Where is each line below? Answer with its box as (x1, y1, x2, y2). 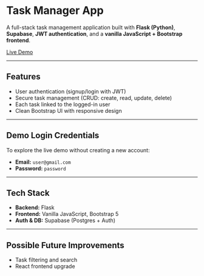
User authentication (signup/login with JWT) (15, 87, 126, 95)
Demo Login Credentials (6, 130, 100, 141)
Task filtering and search (15, 256, 78, 264)
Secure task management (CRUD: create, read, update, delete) (15, 94, 172, 101)
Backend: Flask (15, 204, 55, 211)
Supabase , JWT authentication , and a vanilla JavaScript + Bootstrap (6, 30, 183, 37)
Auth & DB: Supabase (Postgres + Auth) (15, 217, 116, 224)
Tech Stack (6, 187, 50, 198)
